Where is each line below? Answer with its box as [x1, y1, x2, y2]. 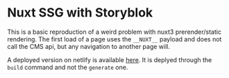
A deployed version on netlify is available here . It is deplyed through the [7, 55, 212, 64]
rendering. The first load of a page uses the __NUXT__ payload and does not [7, 35, 222, 43]
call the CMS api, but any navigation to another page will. [7, 42, 171, 50]
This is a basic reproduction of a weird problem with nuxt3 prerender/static [7, 28, 222, 36]
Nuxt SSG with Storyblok [7, 5, 153, 21]
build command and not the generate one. [7, 63, 128, 71]
